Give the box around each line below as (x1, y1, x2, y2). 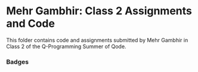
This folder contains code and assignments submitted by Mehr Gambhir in (6, 36, 188, 43)
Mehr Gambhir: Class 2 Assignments (6, 4, 192, 18)
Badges (6, 58, 29, 66)
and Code (6, 17, 55, 30)
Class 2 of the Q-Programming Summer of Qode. (6, 43, 126, 50)
